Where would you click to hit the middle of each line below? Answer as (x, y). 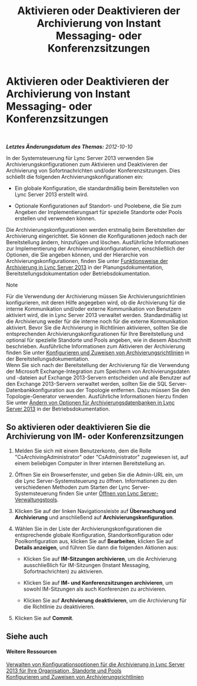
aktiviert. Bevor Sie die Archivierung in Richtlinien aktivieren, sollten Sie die (97, 327)
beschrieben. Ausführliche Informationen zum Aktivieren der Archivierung (96, 346)
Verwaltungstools (36, 499)
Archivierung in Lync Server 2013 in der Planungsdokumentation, (85, 267)
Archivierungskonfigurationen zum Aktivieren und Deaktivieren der (87, 164)
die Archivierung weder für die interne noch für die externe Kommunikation (97, 321)
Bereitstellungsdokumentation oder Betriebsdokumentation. (79, 273)
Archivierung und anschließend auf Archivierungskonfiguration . (94, 517)
